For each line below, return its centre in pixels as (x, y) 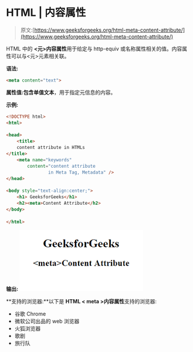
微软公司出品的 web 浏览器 (47, 321)
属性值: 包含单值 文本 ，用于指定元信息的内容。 (61, 92)
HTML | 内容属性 (46, 13)
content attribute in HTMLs (51, 148)
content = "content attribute (61, 166)
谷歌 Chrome (30, 314)
